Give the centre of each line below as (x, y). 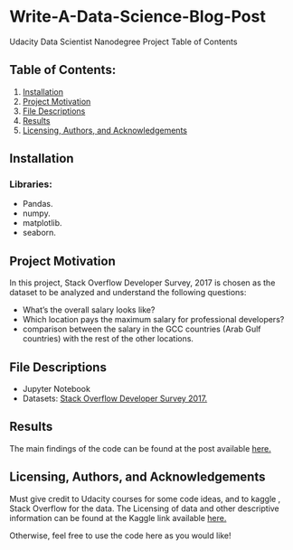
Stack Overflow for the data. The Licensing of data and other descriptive (145, 508)
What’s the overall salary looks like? (89, 310)
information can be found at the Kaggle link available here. (118, 517)
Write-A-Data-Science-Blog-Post (138, 17)
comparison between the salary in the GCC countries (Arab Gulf (142, 329)
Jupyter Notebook (56, 389)
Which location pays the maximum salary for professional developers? (153, 320)
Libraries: (31, 184)
